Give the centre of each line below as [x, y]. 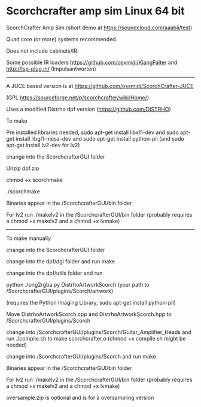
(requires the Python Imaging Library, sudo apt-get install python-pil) [91, 302]
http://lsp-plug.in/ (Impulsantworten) [51, 69]
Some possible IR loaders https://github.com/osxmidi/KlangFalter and [92, 62]
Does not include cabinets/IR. [42, 51]
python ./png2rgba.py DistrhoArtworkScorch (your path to [78, 284]
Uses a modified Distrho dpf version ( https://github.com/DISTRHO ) [89, 109]
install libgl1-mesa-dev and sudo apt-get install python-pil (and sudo [100, 138]
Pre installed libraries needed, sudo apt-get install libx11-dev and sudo [93, 132]
